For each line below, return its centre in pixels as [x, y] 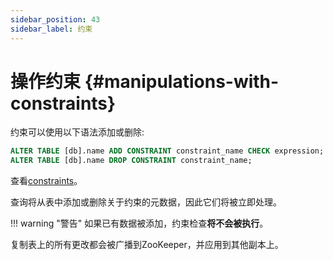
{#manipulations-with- [182, 81]
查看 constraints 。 [46, 181]
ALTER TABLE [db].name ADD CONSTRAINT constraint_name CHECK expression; [167, 151]
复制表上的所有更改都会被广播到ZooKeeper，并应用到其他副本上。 [147, 245]
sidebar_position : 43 [55, 19]
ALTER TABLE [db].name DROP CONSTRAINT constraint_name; [131, 161]
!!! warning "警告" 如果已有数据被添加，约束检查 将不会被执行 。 [139, 223]
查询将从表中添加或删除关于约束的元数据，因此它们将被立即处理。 [146, 202]
